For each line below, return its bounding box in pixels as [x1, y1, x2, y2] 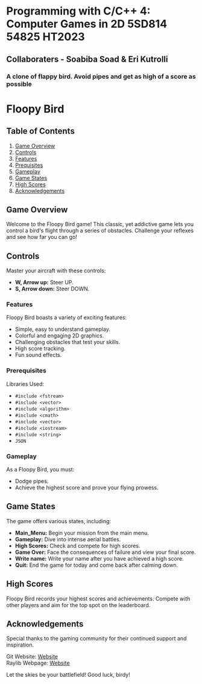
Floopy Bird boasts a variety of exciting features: [6, 314, 127, 321]
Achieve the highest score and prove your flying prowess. [14, 484, 159, 491]
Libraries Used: [6, 380, 44, 388]
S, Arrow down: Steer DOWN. [14, 285, 90, 293]
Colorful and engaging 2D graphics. [14, 332, 104, 339]
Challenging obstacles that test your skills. [14, 339, 121, 346]
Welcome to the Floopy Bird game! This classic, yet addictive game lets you [6, 221, 194, 228]
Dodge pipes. [14, 478, 49, 485]
